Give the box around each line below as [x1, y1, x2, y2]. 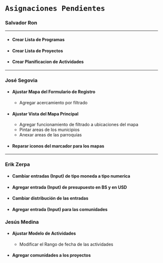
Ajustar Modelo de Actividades [12, 230, 76, 236]
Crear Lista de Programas [12, 37, 65, 43]
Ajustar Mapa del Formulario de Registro [12, 89, 96, 95]
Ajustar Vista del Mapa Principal [12, 111, 79, 116]
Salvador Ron [5, 19, 37, 26]
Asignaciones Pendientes [5, 4, 105, 13]
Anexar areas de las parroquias [19, 132, 82, 138]
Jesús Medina [5, 218, 39, 225]
